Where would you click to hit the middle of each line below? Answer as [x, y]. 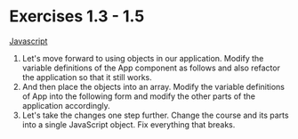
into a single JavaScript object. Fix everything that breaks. [129, 124]
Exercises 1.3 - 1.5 [77, 16]
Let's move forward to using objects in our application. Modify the [143, 58]
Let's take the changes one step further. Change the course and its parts [155, 115]
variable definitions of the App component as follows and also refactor [151, 68]
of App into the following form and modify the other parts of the [139, 96]
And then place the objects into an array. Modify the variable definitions [153, 86]
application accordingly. [66, 105]
